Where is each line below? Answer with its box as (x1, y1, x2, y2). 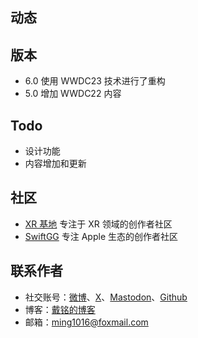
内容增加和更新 (24, 158, 87, 170)
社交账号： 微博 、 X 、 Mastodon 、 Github (24, 291, 188, 303)
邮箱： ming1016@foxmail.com (24, 316, 149, 328)
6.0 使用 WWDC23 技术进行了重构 (24, 75, 166, 87)
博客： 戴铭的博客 (24, 303, 96, 315)
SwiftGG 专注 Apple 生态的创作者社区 (24, 230, 178, 242)
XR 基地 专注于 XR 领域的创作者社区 (24, 218, 173, 230)
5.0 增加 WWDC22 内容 (24, 88, 122, 100)
